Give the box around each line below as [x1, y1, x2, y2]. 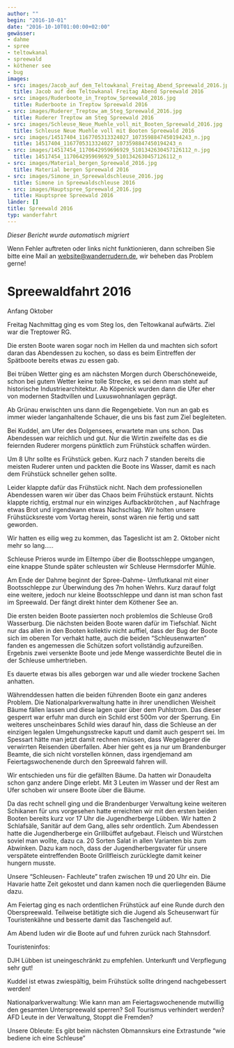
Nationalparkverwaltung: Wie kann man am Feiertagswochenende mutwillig [7, 998, 224, 1006]
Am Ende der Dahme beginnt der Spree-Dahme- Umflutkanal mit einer [7, 576, 209, 584]
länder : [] [7, 198, 39, 206]
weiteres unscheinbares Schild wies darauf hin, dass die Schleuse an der [7, 720, 217, 729]
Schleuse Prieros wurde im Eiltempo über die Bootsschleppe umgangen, [7, 555, 215, 563]
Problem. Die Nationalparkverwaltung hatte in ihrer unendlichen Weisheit [7, 698, 216, 706]
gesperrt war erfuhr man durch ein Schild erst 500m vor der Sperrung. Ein [7, 713, 221, 721]
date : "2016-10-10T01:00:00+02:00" [7, 23, 111, 30]
